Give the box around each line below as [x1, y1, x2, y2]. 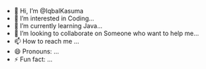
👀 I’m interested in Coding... [13, 14, 95, 23]
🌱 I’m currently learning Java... [13, 22, 103, 30]
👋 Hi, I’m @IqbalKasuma [13, 7, 84, 15]
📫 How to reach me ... [13, 37, 79, 45]
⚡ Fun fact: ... [13, 55, 53, 63]
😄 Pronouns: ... [13, 47, 60, 56]
